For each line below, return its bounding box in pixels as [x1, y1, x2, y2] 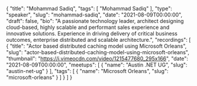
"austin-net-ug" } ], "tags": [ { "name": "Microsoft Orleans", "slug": [6, 68, 169, 74]
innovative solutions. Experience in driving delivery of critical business [6, 30, 177, 37]
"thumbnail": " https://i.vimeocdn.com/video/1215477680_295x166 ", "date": [6, 55, 188, 62]
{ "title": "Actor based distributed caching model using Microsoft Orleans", [6, 42, 187, 49]
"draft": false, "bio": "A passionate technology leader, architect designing [6, 18, 185, 24]
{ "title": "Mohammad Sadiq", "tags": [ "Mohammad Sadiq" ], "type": [6, 5, 173, 12]
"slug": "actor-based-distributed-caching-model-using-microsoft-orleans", [6, 49, 189, 55]
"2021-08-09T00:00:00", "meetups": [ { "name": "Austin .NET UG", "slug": [6, 61, 188, 68]
